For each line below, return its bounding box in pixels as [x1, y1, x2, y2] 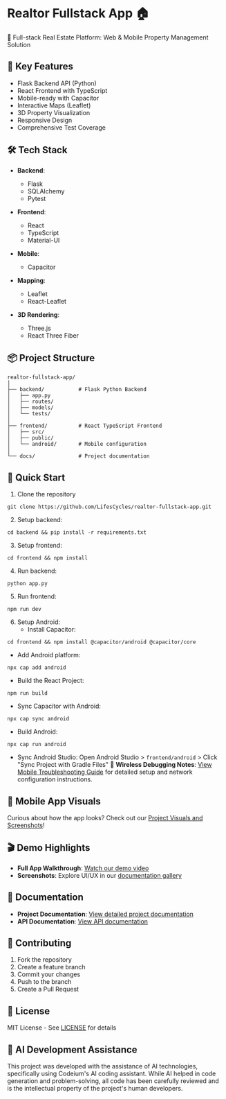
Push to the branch [17, 978, 72, 986]
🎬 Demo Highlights [7, 842, 91, 854]
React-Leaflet [27, 297, 67, 305]
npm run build [7, 690, 48, 697]
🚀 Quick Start [7, 471, 66, 483]
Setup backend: [17, 516, 63, 524]
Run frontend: [17, 592, 57, 600]
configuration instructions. [17, 775, 93, 784]
